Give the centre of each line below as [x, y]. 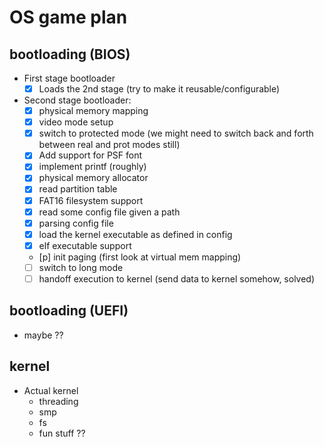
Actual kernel [51, 390]
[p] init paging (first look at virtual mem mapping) [140, 257]
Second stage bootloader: [77, 100]
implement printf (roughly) [92, 167]
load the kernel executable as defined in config [135, 234]
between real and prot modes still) [109, 145]
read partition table [78, 189]
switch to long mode [81, 267]
